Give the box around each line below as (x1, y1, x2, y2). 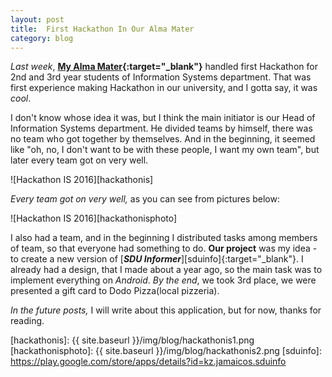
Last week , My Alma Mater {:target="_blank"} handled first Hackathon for (10, 61, 318, 73)
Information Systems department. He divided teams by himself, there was (10, 122, 313, 135)
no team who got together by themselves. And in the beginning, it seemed (10, 133, 316, 145)
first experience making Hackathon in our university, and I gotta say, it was (10, 82, 318, 94)
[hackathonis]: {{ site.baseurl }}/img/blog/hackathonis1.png (10, 334, 255, 346)
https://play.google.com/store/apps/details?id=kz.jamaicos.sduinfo (10, 356, 287, 368)
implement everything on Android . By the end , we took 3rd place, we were (10, 274, 317, 286)
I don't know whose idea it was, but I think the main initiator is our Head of (10, 112, 316, 124)
